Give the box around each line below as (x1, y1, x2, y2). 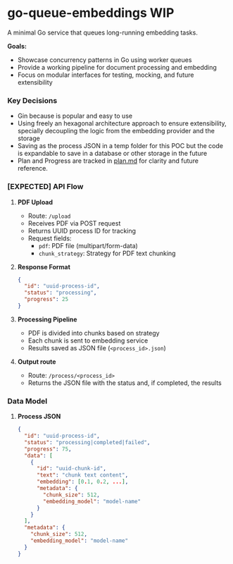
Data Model (7, 396, 48, 406)
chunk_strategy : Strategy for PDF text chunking (38, 249, 176, 257)
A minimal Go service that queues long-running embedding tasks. (7, 28, 199, 37)
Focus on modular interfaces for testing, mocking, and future (17, 70, 195, 79)
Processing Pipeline (17, 315, 77, 324)
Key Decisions (7, 95, 58, 105)
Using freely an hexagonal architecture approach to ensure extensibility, (17, 119, 227, 128)
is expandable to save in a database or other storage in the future (17, 149, 208, 158)
